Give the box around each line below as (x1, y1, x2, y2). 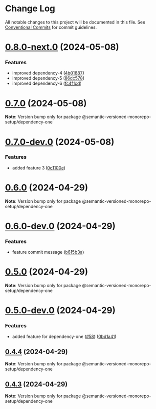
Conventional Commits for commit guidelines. (5, 24, 97, 30)
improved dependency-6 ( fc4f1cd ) (12, 80, 82, 86)
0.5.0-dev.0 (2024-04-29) (5, 305, 116, 316)
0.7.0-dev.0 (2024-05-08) (5, 136, 114, 147)
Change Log (5, 3, 55, 14)
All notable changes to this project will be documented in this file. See (5, 19, 146, 25)
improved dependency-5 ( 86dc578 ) (12, 75, 85, 81)
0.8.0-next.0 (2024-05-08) (5, 42, 119, 53)
